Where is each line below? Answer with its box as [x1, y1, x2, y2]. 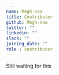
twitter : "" [6, 24, 35, 31]
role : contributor [6, 47, 53, 52]
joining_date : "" [6, 41, 48, 47]
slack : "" [6, 35, 30, 41]
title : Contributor [6, 14, 53, 20]
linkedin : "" [6, 30, 38, 36]
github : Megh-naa [6, 19, 48, 25]
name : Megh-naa [6, 8, 43, 15]
